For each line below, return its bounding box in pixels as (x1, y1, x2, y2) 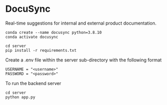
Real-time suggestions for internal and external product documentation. (5, 20, 157, 26)
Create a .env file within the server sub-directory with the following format (5, 57, 162, 63)
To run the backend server (5, 80, 61, 86)
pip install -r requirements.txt (5, 48, 77, 53)
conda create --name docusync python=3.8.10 (5, 30, 102, 35)
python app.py (5, 94, 36, 100)
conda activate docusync (5, 34, 58, 39)
